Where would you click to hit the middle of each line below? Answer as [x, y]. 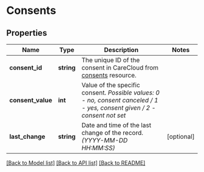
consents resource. [109, 75]
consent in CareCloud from [120, 68]
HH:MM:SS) [98, 148]
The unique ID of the [111, 60]
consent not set [104, 115]
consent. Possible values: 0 [121, 93]
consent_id [26, 68]
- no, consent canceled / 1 [120, 100]
